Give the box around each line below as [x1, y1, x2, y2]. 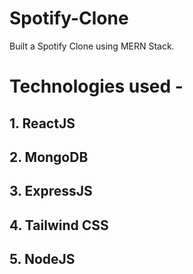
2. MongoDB [9, 148, 89, 166]
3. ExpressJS [9, 183, 93, 200]
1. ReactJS [9, 115, 76, 132]
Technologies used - [9, 75, 184, 98]
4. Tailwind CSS [9, 217, 109, 234]
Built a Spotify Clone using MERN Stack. [9, 40, 175, 52]
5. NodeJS [9, 251, 76, 268]
